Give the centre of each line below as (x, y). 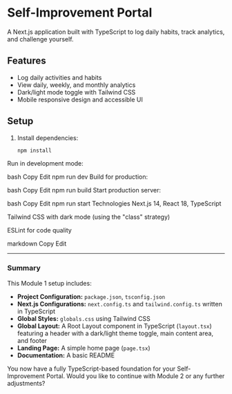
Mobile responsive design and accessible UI (80, 99)
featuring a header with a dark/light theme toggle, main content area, (115, 333)
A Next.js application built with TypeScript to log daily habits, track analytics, (116, 32)
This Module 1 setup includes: (49, 283)
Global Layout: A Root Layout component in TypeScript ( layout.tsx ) (114, 326)
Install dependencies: (48, 138)
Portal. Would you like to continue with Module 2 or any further (135, 376)
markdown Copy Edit (37, 244)
